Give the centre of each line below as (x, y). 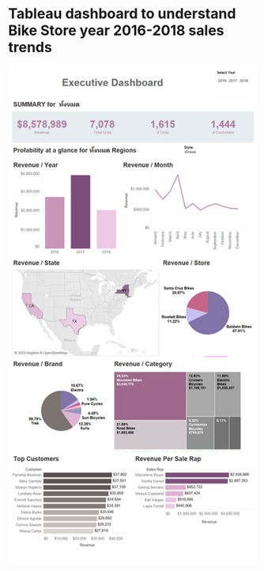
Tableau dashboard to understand (122, 14)
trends (30, 47)
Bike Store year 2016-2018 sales (116, 30)
